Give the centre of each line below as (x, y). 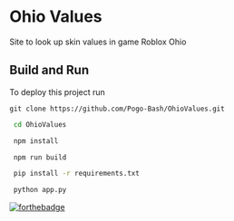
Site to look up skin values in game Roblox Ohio (98, 42)
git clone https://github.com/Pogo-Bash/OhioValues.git (117, 109)
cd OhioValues (40, 124)
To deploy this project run (58, 91)
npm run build (40, 157)
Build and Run (49, 70)
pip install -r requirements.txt (77, 174)
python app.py (40, 190)
